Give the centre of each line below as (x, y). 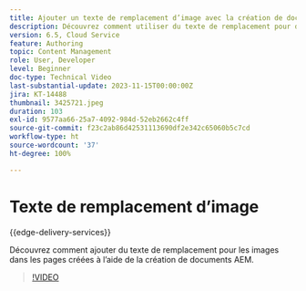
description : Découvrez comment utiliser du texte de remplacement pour (150, 26)
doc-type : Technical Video (61, 78)
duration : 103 (36, 111)
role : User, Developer (52, 60)
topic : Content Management (61, 52)
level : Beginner (40, 69)
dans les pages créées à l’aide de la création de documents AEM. (132, 259)
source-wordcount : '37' (55, 145)
